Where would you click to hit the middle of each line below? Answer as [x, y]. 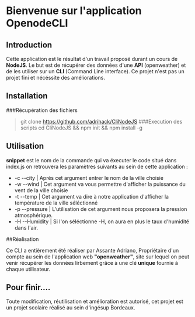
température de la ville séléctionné [56, 203]
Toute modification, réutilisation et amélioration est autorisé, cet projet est [95, 301]
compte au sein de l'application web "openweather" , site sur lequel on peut [98, 257]
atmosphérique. [34, 215]
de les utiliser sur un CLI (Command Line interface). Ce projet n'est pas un [95, 71]
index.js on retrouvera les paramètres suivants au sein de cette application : [97, 166]
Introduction [29, 45]
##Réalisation [22, 239]
